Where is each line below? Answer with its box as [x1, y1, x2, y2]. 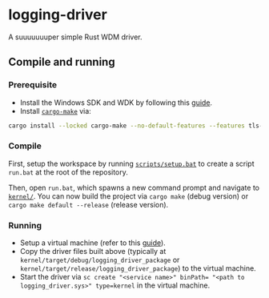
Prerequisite [8, 79, 58, 91]
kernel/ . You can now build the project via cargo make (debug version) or [8, 191, 249, 201]
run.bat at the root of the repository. [8, 167, 128, 177]
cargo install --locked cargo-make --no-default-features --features [8, 122, 246, 130]
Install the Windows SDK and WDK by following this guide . [19, 98, 213, 107]
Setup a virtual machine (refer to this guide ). [19, 238, 166, 248]
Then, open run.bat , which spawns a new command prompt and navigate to [8, 183, 260, 192]
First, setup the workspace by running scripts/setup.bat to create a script [8, 159, 255, 168]
